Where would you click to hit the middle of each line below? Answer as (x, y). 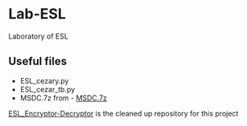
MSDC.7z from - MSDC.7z (63, 98)
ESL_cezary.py (44, 80)
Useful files (37, 61)
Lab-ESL (37, 14)
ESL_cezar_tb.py (47, 89)
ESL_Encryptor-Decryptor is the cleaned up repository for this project (123, 113)
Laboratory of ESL (38, 36)
